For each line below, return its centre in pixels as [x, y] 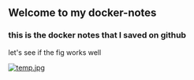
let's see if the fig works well [55, 52]
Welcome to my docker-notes [82, 13]
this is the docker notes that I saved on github [97, 35]
